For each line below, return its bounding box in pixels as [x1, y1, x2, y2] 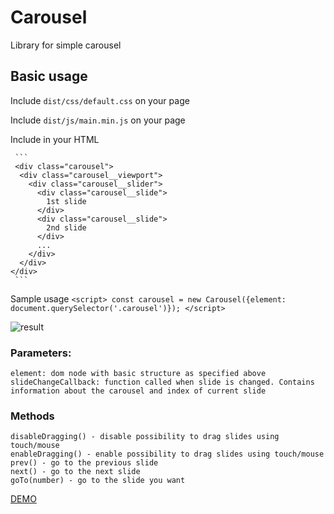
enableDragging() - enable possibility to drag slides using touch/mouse [10, 449, 325, 460]
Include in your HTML [10, 133, 100, 145]
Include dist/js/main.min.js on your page [10, 114, 186, 126]
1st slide [46, 196, 87, 206]
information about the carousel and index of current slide [10, 386, 267, 396]
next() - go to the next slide [10, 467, 141, 477]
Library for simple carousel [10, 39, 122, 51]
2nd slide [46, 222, 87, 233]
